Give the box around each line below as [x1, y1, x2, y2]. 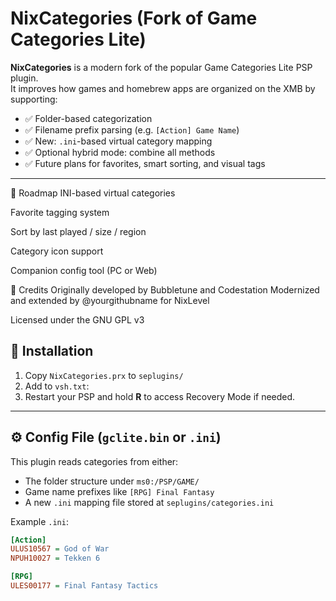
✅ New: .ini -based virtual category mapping [24, 135, 213, 147]
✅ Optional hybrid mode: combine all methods [24, 146, 216, 158]
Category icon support [10, 245, 104, 257]
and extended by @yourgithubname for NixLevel [10, 294, 210, 306]
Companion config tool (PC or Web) [10, 264, 158, 276]
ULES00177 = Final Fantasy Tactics [10, 581, 159, 591]
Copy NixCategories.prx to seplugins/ [24, 369, 184, 381]
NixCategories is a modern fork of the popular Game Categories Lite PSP [10, 61, 313, 73]
